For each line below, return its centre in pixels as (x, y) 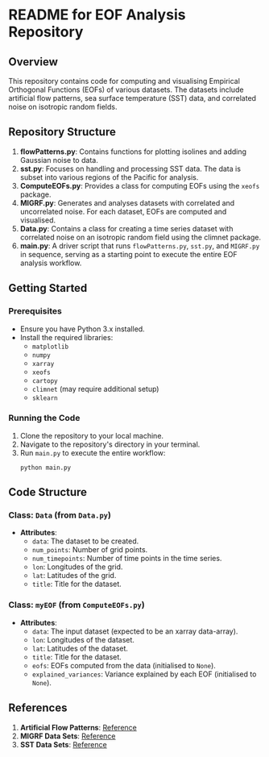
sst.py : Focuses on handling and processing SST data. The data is (130, 168)
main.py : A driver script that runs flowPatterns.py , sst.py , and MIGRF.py (140, 245)
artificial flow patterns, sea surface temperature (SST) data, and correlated (132, 98)
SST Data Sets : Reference (63, 744)
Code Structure (48, 492)
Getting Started (48, 288)
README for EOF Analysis (97, 15)
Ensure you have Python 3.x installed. (82, 329)
